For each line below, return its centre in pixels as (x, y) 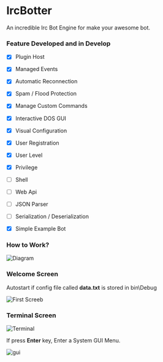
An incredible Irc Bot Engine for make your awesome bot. (78, 28)
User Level (29, 155)
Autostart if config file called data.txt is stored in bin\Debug (82, 287)
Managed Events (36, 69)
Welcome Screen (32, 274)
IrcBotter (29, 11)
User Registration (37, 143)
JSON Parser (32, 204)
